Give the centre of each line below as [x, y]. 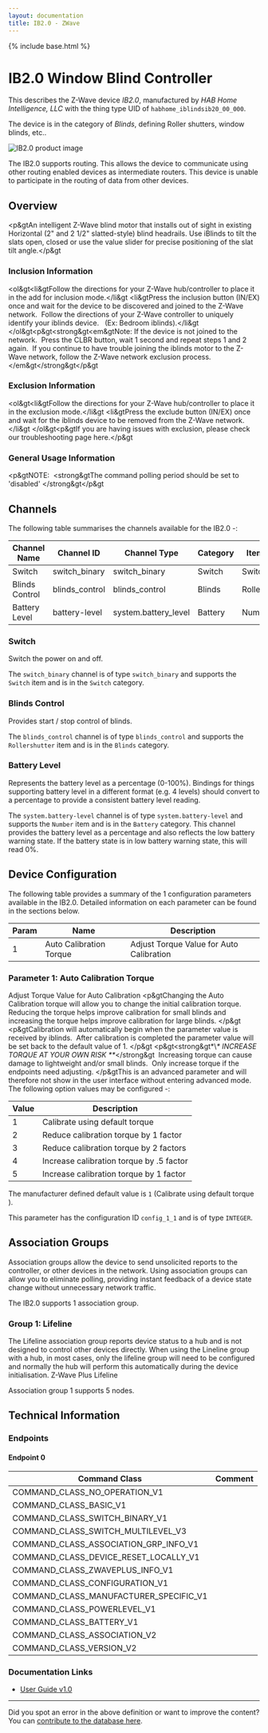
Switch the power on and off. [56, 659]
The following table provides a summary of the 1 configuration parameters [130, 894]
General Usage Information [62, 458]
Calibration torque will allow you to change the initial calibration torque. [125, 1003]
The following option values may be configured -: [89, 1089]
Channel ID [79, 552]
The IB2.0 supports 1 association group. [74, 1303]
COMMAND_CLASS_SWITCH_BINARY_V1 [90, 1518]
